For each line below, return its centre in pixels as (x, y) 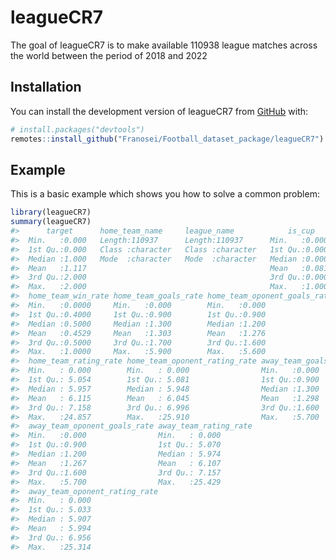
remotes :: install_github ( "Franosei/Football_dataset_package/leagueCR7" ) (167, 139)
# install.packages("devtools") (77, 129)
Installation (46, 87)
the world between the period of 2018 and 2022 (109, 55)
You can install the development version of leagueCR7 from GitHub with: (159, 111)
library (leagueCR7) (51, 212)
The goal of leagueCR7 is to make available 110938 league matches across (164, 45)
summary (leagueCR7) (51, 222)
